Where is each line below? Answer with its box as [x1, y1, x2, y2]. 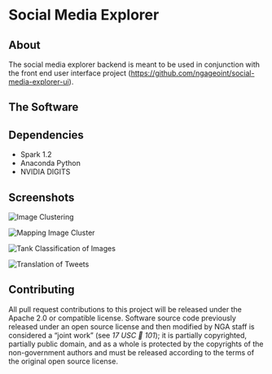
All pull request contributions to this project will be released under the [8, 304, 242, 314]
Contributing [8, 283, 75, 297]
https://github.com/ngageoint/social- [130, 68, 255, 78]
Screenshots [8, 190, 75, 204]
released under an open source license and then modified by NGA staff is [8, 321, 255, 331]
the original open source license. [8, 356, 118, 366]
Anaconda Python [20, 159, 81, 168]
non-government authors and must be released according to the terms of [8, 347, 255, 357]
